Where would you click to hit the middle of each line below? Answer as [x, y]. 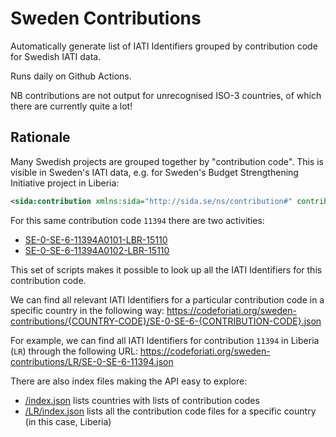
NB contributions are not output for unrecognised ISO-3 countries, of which [166, 95]
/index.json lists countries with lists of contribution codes [142, 400]
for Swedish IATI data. [56, 56]
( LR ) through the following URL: [74, 351]
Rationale [40, 137]
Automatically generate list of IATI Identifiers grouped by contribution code [164, 46]
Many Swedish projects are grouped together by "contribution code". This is [167, 161]
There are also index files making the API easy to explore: [129, 381]
